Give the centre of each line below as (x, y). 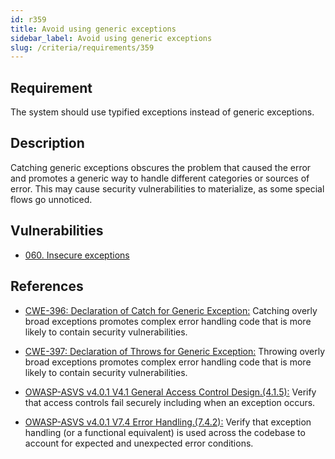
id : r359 (28, 19)
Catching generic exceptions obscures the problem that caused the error (161, 167)
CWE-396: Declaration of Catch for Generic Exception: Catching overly (171, 310)
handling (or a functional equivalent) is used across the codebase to (165, 432)
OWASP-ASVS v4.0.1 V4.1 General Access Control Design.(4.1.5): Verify (170, 392)
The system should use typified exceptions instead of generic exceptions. (162, 112)
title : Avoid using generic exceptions (93, 29)
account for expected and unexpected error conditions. (139, 443)
